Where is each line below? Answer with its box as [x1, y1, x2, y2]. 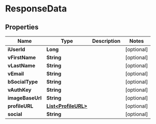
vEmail [7, 70, 24, 77]
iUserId [7, 46, 25, 53]
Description [92, 38, 121, 44]
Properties [5, 23, 39, 31]
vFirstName [7, 54, 36, 61]
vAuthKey [7, 87, 32, 93]
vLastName [7, 62, 36, 69]
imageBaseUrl [7, 95, 42, 101]
